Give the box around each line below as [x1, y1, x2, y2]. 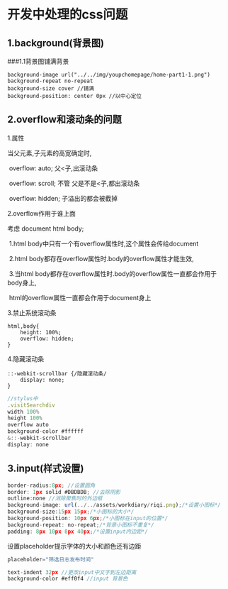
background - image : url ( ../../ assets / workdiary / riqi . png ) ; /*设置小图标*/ [7, 502, 221, 509]
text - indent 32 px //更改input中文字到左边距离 [7, 568, 137, 576]
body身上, [7, 278, 37, 287]
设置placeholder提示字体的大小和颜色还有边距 [7, 541, 142, 550]
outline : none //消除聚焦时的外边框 [7, 495, 103, 502]
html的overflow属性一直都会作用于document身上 [8, 293, 152, 302]
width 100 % [7, 408, 40, 415]
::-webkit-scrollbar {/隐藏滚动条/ [7, 370, 108, 377]
